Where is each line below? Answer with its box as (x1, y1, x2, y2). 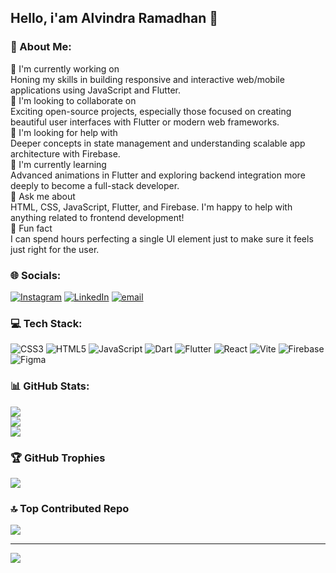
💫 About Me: (10, 40, 72, 54)
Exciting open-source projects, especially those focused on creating (10, 105, 292, 117)
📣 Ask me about (10, 190, 76, 202)
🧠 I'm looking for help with (10, 126, 118, 138)
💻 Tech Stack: (10, 316, 83, 330)
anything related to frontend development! (10, 211, 185, 223)
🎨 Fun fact (10, 222, 53, 234)
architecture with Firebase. (10, 147, 121, 160)
